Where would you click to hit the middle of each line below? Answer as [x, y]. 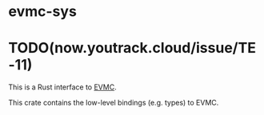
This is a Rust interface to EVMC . [63, 87]
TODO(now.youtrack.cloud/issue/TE [132, 48]
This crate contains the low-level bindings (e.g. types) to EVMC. [114, 103]
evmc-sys [43, 12]
